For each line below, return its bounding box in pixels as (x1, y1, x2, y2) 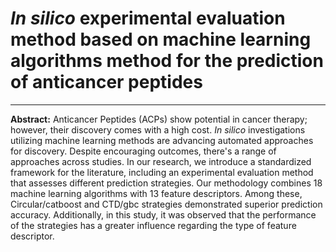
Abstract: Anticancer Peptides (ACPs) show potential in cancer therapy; (10, 113, 308, 125)
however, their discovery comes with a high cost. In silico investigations (10, 123, 306, 136)
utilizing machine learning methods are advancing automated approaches (10, 134, 314, 146)
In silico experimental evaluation (10, 7, 286, 30)
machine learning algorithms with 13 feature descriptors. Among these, (10, 187, 303, 199)
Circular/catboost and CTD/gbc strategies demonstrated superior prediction (10, 198, 323, 210)
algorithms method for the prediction (10, 50, 324, 72)
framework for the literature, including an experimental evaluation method (10, 166, 314, 178)
